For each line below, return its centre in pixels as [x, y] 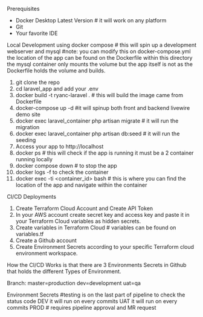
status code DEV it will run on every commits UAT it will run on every [92, 301]
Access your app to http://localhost [60, 146]
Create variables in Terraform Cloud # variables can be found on [96, 228]
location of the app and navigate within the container [81, 185]
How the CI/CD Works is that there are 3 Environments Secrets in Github [97, 265]
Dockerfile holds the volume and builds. [56, 71]
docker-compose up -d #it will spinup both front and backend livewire [103, 108]
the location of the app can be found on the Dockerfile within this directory [100, 58]
